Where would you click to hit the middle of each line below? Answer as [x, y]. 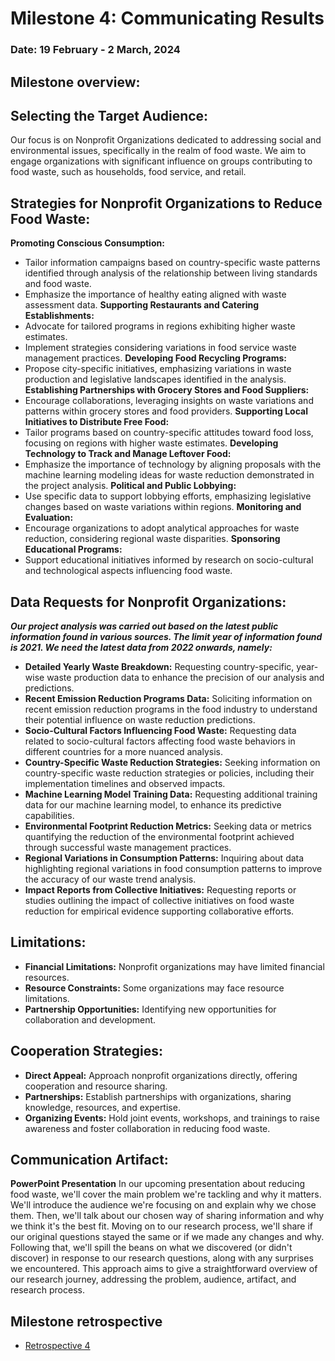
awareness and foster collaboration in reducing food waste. [147, 1128]
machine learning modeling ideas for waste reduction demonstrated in [169, 475]
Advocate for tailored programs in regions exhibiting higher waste [160, 326]
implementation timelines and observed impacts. [125, 783]
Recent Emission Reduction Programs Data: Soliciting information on [168, 698]
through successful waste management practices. [128, 847]
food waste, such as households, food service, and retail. [128, 172]
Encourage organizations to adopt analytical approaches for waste [162, 528]
